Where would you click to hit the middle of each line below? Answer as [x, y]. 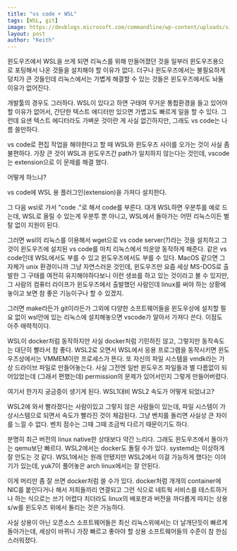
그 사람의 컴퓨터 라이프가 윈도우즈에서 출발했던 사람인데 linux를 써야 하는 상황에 [117, 285]
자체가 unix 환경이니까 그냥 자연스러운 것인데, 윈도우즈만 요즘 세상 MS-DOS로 [115, 267]
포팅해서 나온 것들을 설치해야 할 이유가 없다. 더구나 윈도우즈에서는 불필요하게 [120, 70]
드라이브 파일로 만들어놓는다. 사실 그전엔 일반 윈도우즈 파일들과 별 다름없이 [117, 368]
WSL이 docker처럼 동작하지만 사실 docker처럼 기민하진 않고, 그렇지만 [104, 341]
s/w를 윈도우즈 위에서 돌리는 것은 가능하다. [66, 508]
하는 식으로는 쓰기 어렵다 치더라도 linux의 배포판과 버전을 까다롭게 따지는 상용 [121, 499]
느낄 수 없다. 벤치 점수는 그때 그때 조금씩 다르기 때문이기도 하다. [102, 424]
